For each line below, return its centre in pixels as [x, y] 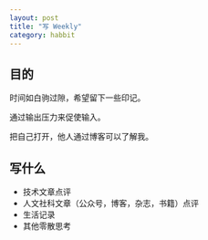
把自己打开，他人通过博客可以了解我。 [81, 137]
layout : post [34, 18]
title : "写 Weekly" [46, 26]
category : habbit [42, 35]
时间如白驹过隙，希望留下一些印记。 [78, 98]
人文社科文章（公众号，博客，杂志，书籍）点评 [110, 203]
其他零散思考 [47, 226]
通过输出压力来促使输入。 [57, 117]
